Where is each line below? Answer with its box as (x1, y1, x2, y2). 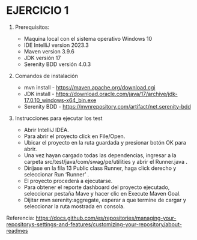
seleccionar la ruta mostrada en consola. (23, 202, 125, 210)
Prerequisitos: (14, 23, 50, 31)
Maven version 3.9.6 (23, 47, 75, 55)
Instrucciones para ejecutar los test (14, 115, 103, 122)
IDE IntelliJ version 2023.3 (23, 41, 89, 49)
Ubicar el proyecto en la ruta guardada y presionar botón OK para (23, 139, 186, 146)
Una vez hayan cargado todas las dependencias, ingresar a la (23, 151, 177, 159)
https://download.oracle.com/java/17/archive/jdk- (55, 90, 178, 97)
